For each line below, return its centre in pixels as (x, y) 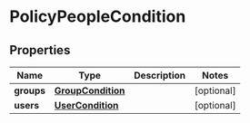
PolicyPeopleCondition (98, 17)
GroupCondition (90, 90)
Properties (40, 50)
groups (30, 90)
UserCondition (86, 105)
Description (160, 76)
